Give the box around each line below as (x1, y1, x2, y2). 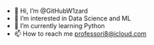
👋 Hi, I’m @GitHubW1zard (13, 7, 89, 15)
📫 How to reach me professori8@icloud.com (13, 30, 147, 38)
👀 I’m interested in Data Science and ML (13, 14, 131, 22)
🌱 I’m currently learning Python (13, 22, 105, 30)
